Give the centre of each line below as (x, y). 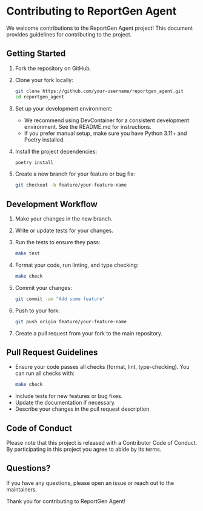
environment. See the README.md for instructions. (88, 126)
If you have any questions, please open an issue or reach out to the (90, 483)
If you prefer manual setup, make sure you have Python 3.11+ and (105, 133)
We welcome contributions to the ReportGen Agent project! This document (99, 28)
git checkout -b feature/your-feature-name (71, 185)
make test (28, 253)
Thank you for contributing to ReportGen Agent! (66, 501)
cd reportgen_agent (40, 97)
